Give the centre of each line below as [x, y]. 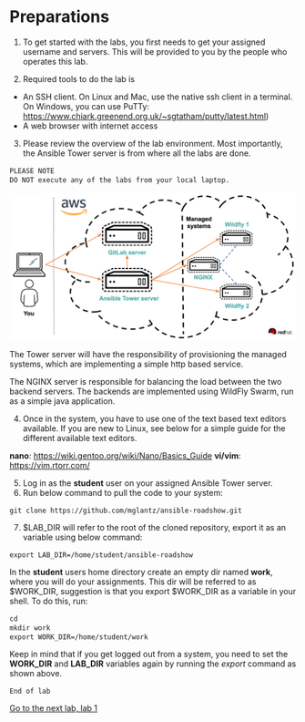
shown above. [36, 673]
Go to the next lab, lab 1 [54, 707]
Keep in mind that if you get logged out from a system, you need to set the [149, 654]
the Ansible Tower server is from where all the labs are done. [137, 153]
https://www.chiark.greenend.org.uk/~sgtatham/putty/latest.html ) [146, 116]
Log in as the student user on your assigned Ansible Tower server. [147, 483]
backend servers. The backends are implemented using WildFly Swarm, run [152, 391]
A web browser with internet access [90, 126]
